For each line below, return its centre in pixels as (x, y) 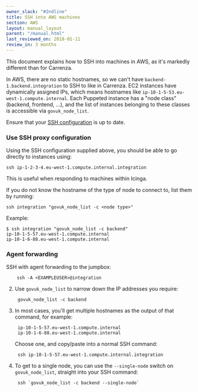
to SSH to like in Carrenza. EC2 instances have (120, 85)
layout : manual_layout (34, 28)
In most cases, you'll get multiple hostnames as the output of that (94, 311)
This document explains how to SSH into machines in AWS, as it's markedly (98, 61)
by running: (20, 197)
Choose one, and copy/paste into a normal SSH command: (86, 344)
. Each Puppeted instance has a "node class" (122, 98)
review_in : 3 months (32, 45)
